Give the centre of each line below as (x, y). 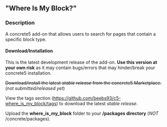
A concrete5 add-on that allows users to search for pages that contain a (81, 34)
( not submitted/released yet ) (35, 88)
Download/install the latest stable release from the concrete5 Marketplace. (83, 83)
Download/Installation (29, 51)
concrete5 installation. (28, 73)
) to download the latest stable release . (97, 103)
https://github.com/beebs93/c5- (87, 98)
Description (20, 23)
